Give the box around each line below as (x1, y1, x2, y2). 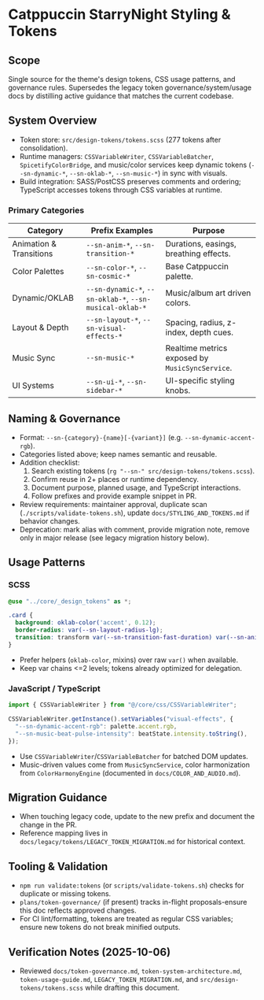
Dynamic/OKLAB (12, 293, 75, 304)
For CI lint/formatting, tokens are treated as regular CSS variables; (19, 914, 233, 924)
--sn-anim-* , (86, 239, 134, 250)
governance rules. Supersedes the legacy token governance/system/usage (8, 83, 252, 92)
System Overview (8, 114, 97, 128)
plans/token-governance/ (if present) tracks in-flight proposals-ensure (19, 898, 247, 907)
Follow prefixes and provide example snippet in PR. (31, 491, 197, 501)
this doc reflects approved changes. (19, 906, 137, 915)
